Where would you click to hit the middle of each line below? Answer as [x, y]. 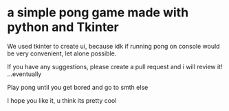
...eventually [24, 74]
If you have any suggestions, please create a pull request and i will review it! [115, 66]
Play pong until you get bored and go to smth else [78, 87]
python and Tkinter [63, 27]
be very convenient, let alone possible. [62, 53]
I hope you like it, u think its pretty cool [62, 100]
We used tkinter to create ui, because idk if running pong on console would [113, 46]
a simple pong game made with [98, 13]
